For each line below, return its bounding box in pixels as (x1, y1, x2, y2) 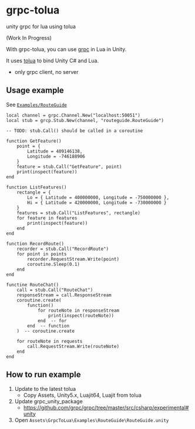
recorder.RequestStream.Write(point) (27, 256, 119, 262)
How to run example (6, 370, 81, 380)
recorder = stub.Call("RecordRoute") (16, 246, 109, 252)
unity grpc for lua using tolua (6, 23, 76, 30)
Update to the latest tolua (14, 385, 76, 392)
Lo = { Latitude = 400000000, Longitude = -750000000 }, (27, 194, 169, 200)
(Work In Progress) (6, 34, 52, 41)
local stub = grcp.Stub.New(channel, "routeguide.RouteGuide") (6, 117, 164, 123)
